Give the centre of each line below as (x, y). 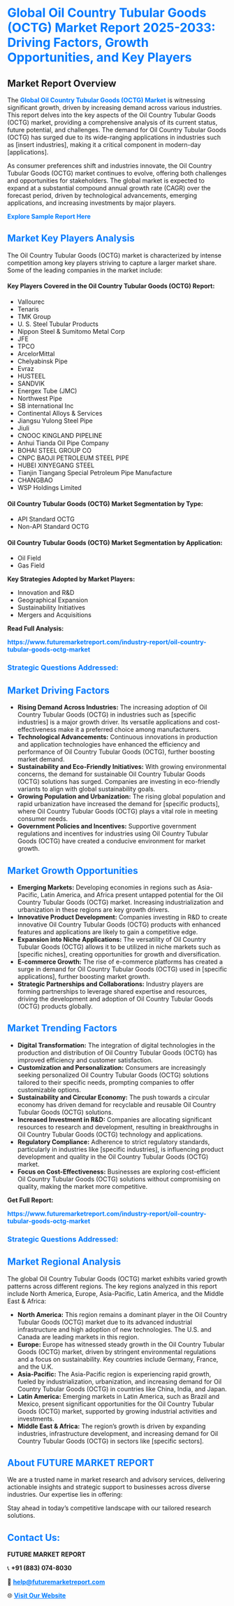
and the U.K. (35, 1367)
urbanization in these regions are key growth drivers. (93, 909)
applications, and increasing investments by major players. (92, 203)
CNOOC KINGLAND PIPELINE (60, 436)
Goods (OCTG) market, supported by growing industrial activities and (117, 1411)
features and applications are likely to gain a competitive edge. (108, 931)
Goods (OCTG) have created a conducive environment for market (111, 841)
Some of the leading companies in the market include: (85, 270)
